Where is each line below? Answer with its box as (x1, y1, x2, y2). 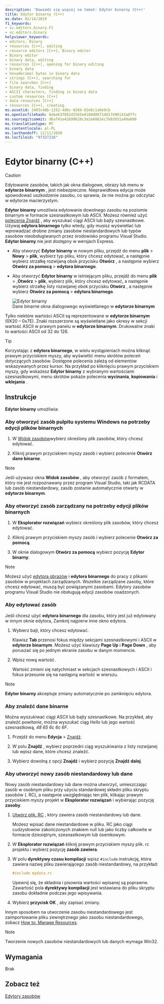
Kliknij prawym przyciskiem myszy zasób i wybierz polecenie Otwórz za (12, 535, 158, 541)
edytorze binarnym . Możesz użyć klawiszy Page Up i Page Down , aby (12, 642, 157, 648)
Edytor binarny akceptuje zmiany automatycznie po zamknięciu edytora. (5, 690, 152, 696)
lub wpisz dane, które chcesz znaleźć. (12, 749, 90, 755)
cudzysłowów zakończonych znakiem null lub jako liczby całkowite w (12, 827, 152, 833)
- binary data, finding (5, 84, 54, 90)
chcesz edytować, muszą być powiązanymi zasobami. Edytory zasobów (5, 584, 151, 590)
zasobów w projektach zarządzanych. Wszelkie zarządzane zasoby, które (5, 579, 154, 585)
